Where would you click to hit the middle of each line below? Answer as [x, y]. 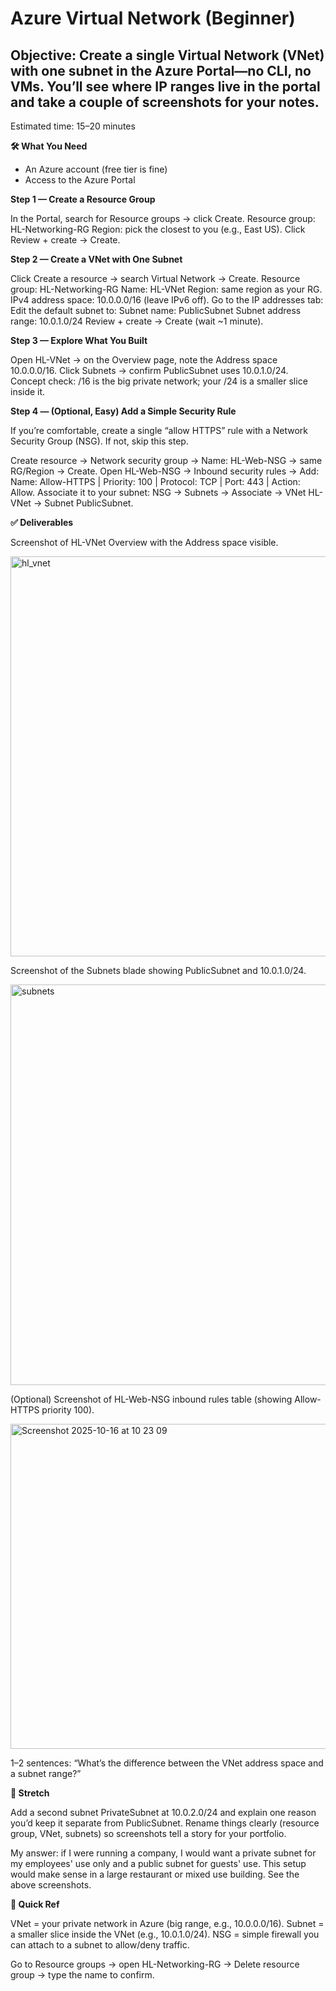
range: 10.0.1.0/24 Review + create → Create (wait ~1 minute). [137, 321]
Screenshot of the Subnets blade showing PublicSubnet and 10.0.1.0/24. [158, 970]
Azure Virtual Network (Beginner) [153, 18]
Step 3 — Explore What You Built [79, 340]
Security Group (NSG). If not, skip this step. [99, 441]
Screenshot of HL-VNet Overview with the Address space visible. [144, 542]
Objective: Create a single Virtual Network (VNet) [167, 55]
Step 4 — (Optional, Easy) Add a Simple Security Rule [123, 411]
